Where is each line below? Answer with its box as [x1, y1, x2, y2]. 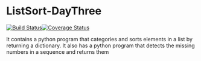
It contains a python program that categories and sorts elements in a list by [6, 35, 193, 42]
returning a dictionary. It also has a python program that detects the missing [6, 42, 195, 49]
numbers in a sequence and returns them [6, 48, 109, 55]
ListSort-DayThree [6, 4, 101, 18]
